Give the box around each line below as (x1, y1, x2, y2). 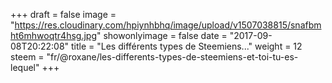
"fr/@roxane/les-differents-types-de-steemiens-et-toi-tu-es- (46, 51, 299, 63)
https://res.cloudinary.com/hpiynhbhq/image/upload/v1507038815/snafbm (14, 19, 322, 31)
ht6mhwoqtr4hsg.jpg (10, 30, 97, 41)
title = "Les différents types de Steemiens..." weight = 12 (70, 40, 303, 52)
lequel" (10, 62, 40, 73)
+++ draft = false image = (10, 9, 117, 20)
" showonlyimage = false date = (96, 30, 228, 41)
